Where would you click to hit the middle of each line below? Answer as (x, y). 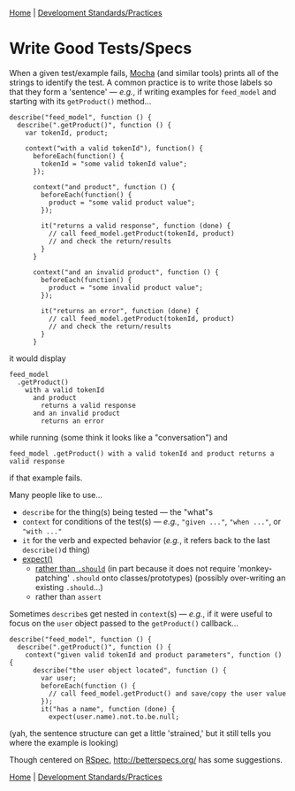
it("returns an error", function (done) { (120, 311)
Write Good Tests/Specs (101, 49)
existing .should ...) (69, 587)
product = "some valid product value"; (122, 203)
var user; (59, 678)
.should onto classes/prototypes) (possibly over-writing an (179, 578)
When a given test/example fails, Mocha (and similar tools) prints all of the (144, 73)
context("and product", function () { (104, 187)
